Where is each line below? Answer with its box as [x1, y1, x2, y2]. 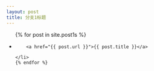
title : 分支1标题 [6, 14, 47, 20]
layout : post [6, 8, 39, 15]
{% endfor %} [14, 60, 48, 66]
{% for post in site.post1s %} [14, 31, 86, 38]
